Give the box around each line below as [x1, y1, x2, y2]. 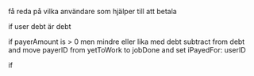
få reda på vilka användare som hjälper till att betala [8, 7, 177, 16]
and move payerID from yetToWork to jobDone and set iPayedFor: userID [8, 45, 246, 54]
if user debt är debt [8, 22, 71, 31]
